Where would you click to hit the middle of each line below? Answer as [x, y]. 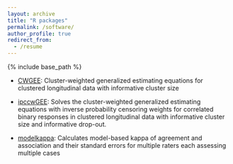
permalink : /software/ [41, 27]
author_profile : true [39, 34]
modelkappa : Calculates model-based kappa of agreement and [110, 138]
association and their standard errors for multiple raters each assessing [122, 145]
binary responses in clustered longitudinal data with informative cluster [121, 117]
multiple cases [39, 153]
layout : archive [31, 14]
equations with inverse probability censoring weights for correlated [115, 109]
